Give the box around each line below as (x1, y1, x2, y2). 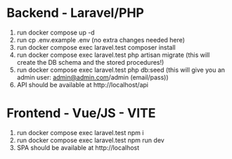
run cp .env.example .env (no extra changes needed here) (16, 35, 186, 44)
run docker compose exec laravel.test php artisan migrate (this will (16, 51, 210, 59)
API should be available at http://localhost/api (16, 80, 149, 89)
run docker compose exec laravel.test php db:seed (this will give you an (16, 65, 226, 74)
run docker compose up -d (16, 28, 96, 37)
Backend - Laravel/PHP (6, 5, 145, 21)
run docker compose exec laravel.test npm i (16, 128, 144, 136)
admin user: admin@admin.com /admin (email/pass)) (16, 72, 169, 82)
